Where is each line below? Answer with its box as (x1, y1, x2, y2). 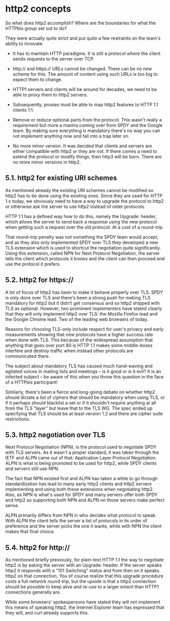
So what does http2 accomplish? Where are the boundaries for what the (5, 20, 156, 26)
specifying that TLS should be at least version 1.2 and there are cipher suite (5, 410, 163, 417)
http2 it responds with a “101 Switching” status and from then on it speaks (5, 568, 160, 574)
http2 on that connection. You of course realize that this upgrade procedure (5, 573, 163, 579)
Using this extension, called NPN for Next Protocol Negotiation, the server (5, 250, 160, 256)
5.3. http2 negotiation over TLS (5, 430, 106, 439)
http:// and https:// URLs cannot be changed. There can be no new (12, 66, 152, 72)
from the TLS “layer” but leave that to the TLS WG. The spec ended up (5, 405, 153, 411)
